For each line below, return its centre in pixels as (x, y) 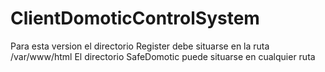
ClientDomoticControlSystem (135, 18)
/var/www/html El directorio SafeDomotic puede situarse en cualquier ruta (163, 56)
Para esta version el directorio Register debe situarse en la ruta (140, 46)
